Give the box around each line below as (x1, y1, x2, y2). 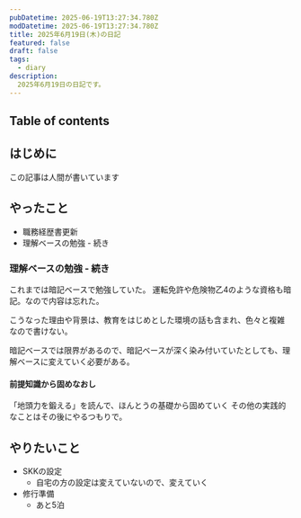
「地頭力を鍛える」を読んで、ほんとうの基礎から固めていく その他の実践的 (9, 400, 287, 411)
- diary (17, 64, 47, 73)
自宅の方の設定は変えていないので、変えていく (35, 477, 208, 487)
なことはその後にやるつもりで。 (9, 411, 128, 423)
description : (9, 72, 58, 81)
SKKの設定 (22, 465, 63, 477)
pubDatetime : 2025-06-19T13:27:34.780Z (9, 13, 159, 22)
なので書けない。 (9, 326, 73, 336)
